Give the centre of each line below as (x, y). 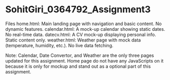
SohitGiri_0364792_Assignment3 (78, 9)
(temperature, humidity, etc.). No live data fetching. (60, 45)
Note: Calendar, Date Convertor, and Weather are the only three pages (80, 55)
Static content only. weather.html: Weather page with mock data (73, 40)
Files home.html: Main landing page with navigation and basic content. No (83, 24)
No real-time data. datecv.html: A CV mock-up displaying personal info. (81, 34)
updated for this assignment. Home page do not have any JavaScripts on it (84, 61)
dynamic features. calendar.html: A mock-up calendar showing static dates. (85, 29)
